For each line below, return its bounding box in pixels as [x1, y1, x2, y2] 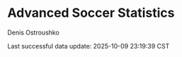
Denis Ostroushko [7, 28, 60, 37]
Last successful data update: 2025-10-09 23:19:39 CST [7, 42, 170, 50]
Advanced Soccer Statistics [7, 5, 175, 21]
